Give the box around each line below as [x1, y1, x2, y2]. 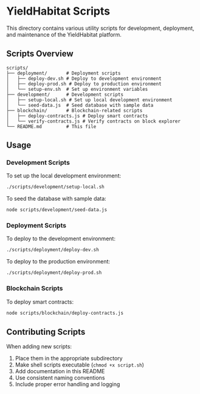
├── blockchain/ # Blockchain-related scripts [6, 107, 143, 113]
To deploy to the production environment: [6, 258, 111, 265]
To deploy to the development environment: [6, 235, 116, 242]
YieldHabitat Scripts [6, 4, 111, 18]
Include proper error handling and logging [15, 381, 120, 388]
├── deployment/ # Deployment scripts [6, 70, 121, 76]
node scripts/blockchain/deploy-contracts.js [6, 310, 123, 316]
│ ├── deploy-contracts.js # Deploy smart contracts [6, 113, 148, 119]
